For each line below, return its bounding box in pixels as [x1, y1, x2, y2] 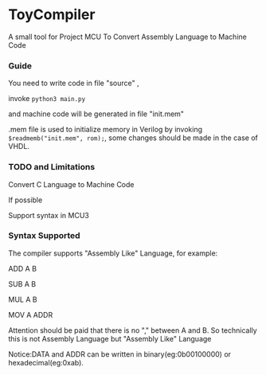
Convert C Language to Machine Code [8, 179, 135, 189]
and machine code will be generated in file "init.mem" [8, 109, 185, 119]
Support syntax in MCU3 [8, 210, 89, 220]
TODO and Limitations [8, 162, 96, 173]
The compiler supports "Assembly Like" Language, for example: [8, 248, 218, 258]
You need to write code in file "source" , [8, 78, 139, 88]
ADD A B [8, 264, 37, 273]
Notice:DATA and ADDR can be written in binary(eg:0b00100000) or [8, 349, 232, 359]
